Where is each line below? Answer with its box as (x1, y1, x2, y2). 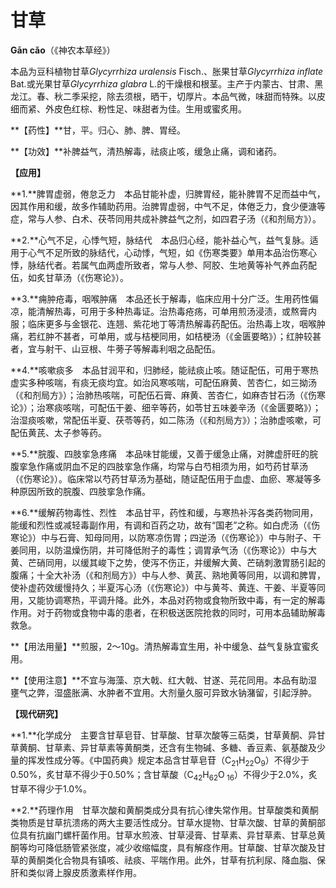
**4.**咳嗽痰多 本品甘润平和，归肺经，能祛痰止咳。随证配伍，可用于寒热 (10, 364, 319, 376)
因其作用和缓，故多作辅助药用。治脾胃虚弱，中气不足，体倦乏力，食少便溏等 (10, 200, 326, 212)
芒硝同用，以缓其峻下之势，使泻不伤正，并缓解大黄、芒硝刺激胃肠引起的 (27, 556, 326, 568)
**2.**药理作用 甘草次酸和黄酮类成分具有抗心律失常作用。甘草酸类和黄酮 (10, 804, 319, 816)
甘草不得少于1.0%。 (10, 782, 92, 795)
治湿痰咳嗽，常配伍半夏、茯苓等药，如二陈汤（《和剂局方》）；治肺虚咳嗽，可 (10, 414, 322, 426)
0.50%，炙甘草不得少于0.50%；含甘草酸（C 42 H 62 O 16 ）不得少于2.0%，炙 (10, 768, 318, 783)
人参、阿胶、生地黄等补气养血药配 (176, 259, 317, 271)
